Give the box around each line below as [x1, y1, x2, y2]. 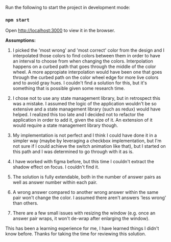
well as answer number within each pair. [12, 179, 97, 186]
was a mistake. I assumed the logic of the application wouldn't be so [12, 101, 157, 107]
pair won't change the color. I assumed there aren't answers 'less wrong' [12, 194, 166, 201]
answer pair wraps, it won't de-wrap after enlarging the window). [12, 215, 150, 222]
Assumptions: [5, 37, 36, 43]
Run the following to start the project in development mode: [5, 5, 130, 10]
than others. [12, 200, 38, 206]
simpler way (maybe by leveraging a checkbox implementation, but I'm [12, 138, 162, 144]
